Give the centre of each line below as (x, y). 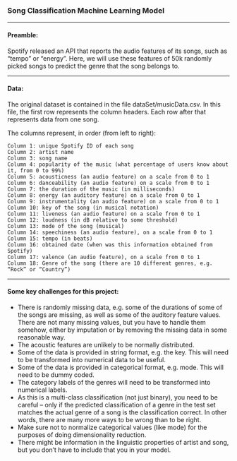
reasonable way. (41, 337)
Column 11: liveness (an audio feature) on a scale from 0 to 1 (104, 214)
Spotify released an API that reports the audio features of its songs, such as (117, 51)
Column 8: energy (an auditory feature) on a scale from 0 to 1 (104, 195)
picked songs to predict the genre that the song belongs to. (93, 66)
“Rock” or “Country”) (39, 269)
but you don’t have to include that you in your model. (94, 450)
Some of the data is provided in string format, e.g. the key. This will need (123, 352)
